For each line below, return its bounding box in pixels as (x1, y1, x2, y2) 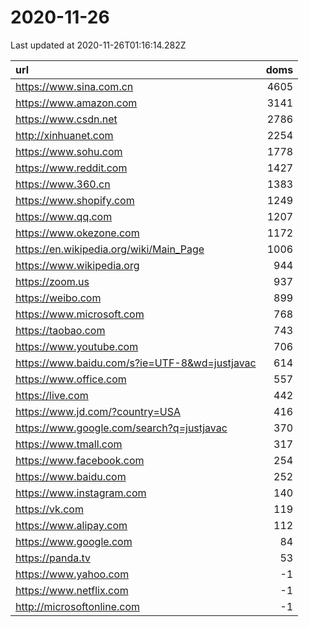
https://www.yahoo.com (15, 567, 130, 581)
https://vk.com (15, 502, 84, 516)
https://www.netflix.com (15, 583, 129, 597)
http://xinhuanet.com (15, 128, 114, 142)
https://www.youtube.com (15, 339, 139, 353)
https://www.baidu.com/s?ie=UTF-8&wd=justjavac (15, 356, 257, 370)
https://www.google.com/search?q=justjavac (15, 421, 228, 435)
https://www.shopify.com (15, 193, 135, 207)
